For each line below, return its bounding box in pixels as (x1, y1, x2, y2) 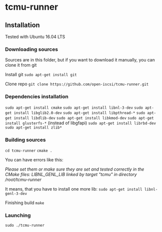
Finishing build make (5, 199, 44, 206)
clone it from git (5, 62, 37, 68)
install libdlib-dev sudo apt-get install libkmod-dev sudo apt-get (14, 116, 154, 120)
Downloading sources (5, 46, 59, 53)
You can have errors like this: (5, 156, 63, 162)
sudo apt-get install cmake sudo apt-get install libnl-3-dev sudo (5, 105, 143, 110)
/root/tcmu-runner (5, 176, 41, 182)
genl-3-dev (5, 191, 27, 196)
